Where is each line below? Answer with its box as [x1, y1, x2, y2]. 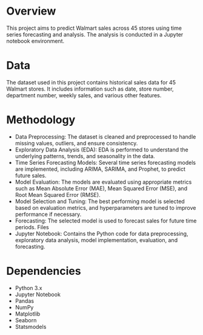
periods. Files [15, 223, 50, 230]
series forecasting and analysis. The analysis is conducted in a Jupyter [6, 30, 184, 38]
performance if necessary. [15, 210, 82, 218]
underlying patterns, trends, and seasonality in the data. [15, 152, 156, 159]
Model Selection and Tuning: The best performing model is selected [15, 198, 185, 205]
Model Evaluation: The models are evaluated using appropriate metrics [15, 178, 192, 185]
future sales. [15, 171, 47, 179]
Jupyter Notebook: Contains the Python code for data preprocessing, [15, 230, 188, 237]
